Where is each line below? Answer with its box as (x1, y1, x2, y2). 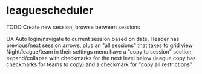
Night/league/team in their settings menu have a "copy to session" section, (6, 48, 194, 55)
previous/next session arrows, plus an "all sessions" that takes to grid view (6, 42, 193, 49)
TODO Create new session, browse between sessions (6, 23, 140, 31)
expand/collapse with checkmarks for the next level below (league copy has (6, 54, 196, 61)
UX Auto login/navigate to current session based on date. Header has (6, 35, 180, 42)
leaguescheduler (6, 4, 94, 17)
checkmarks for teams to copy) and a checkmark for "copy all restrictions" (6, 61, 192, 68)
